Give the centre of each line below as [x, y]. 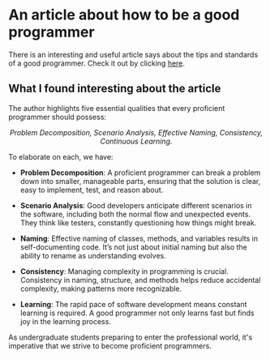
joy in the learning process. [66, 321]
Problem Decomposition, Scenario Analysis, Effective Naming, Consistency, [136, 132]
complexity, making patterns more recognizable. [101, 288]
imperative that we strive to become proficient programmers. [110, 345]
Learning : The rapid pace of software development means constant [133, 304]
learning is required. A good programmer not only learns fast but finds [137, 313]
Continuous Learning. [136, 141]
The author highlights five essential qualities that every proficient [117, 108]
